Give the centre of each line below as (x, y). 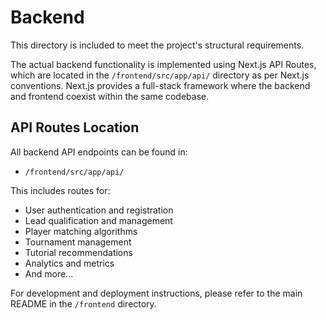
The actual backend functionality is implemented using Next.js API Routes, (163, 64)
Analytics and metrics (69, 263)
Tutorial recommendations (78, 252)
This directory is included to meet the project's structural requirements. (157, 45)
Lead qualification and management (98, 220)
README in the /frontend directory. (83, 303)
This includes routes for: (60, 190)
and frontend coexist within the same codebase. (110, 96)
